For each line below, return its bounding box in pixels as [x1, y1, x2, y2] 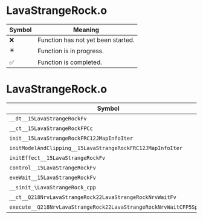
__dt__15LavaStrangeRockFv [9, 115, 87, 122]
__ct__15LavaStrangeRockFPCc [9, 125, 93, 132]
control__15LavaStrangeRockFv [9, 164, 97, 171]
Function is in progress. [37, 47, 104, 55]
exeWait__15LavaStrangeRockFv [9, 174, 97, 181]
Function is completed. [37, 58, 103, 67]
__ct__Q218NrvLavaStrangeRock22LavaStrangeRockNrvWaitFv [9, 194, 176, 200]
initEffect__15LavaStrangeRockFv [9, 154, 106, 161]
